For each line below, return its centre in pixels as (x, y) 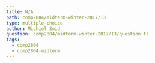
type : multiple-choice (35, 23)
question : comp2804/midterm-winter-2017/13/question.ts (77, 34)
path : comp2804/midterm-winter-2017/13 (56, 17)
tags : (13, 40)
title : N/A (20, 12)
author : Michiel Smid (33, 28)
